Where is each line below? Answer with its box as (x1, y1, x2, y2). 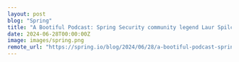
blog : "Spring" (7, 17, 53, 24)
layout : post (7, 10, 46, 18)
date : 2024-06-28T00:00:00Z (7, 30, 91, 38)
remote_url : (7, 43, 43, 51)
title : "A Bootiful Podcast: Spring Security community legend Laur (7, 24, 215, 31)
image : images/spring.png (7, 37, 84, 44)
